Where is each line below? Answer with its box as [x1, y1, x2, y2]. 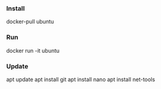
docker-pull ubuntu [6, 18, 54, 25]
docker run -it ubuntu [6, 47, 60, 54]
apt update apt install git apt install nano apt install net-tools [6, 76, 156, 83]
